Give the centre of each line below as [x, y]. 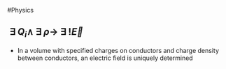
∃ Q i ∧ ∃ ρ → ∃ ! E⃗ [47, 33]
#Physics [20, 10]
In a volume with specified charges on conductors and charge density [118, 51]
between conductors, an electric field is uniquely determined [105, 58]
